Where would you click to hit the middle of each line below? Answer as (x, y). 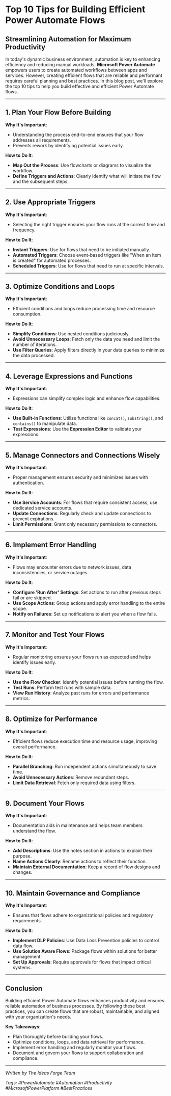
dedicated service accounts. (42, 508)
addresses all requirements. (42, 140)
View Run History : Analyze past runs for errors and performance (81, 693)
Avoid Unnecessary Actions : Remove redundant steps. (71, 777)
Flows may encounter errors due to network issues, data (72, 567)
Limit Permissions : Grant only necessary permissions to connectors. (85, 524)
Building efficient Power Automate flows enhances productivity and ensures (85, 1000)
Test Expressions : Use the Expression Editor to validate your (77, 429)
